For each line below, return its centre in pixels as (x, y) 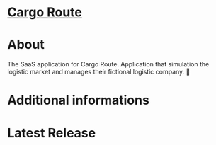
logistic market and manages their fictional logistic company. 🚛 (99, 72)
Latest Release (52, 133)
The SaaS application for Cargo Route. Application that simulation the (108, 64)
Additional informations (79, 100)
